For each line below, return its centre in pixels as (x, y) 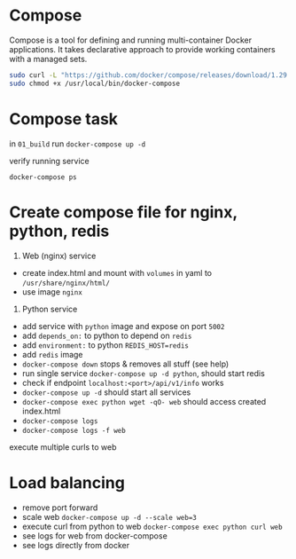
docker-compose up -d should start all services (106, 392)
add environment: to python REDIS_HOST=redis (105, 345)
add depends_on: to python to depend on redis (107, 335)
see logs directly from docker (76, 545)
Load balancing (67, 482)
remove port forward (60, 508)
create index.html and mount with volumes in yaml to (117, 272)
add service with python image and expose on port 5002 (123, 326)
